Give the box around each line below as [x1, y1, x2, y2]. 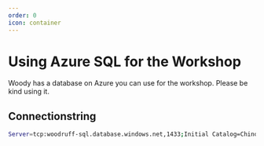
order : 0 [8, 11, 37, 20]
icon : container [8, 19, 61, 27]
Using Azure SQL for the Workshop [8, 53, 242, 71]
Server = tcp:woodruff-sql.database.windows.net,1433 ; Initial [8, 130, 210, 138]
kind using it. [8, 87, 49, 97]
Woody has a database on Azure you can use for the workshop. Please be [8, 78, 248, 88]
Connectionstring [8, 109, 97, 122]
